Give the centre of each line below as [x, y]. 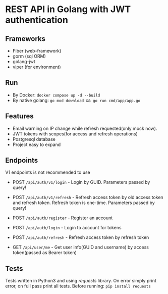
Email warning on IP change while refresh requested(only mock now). [85, 128]
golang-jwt [24, 61]
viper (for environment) [37, 67]
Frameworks [25, 39]
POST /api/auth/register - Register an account [63, 218]
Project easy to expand [37, 144]
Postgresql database [34, 139]
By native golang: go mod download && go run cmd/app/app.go [76, 100]
